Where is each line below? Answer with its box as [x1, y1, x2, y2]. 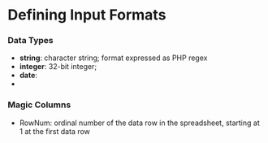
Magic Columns [7, 99, 71, 110]
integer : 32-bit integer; [19, 62, 97, 71]
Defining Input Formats [7, 6, 166, 24]
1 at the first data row [19, 126, 91, 136]
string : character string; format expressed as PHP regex [19, 53, 208, 63]
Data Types [7, 35, 54, 46]
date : [19, 71, 38, 80]
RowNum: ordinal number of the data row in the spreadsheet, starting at [19, 118, 261, 128]
